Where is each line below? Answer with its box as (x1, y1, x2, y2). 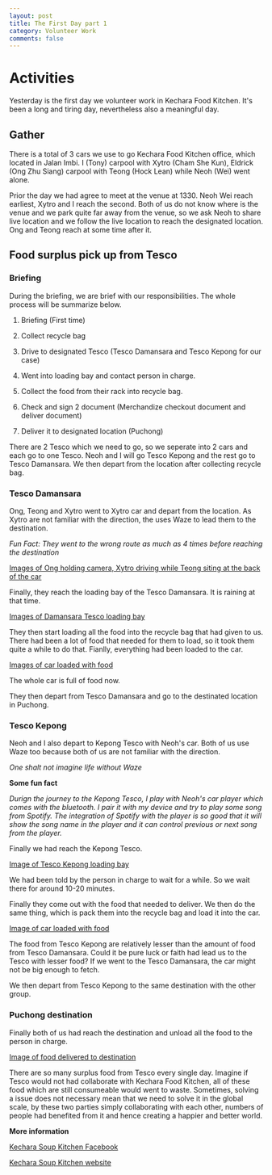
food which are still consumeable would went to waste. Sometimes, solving (9, 1085, 259, 1094)
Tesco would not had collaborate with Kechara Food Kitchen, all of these (9, 1076, 250, 1086)
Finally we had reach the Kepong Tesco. (9, 844, 143, 854)
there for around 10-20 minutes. (9, 883, 115, 893)
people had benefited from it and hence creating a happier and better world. (9, 1110, 263, 1120)
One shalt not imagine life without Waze (9, 762, 142, 772)
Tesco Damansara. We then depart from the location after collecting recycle (9, 459, 262, 468)
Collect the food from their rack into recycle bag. (20, 386, 183, 396)
